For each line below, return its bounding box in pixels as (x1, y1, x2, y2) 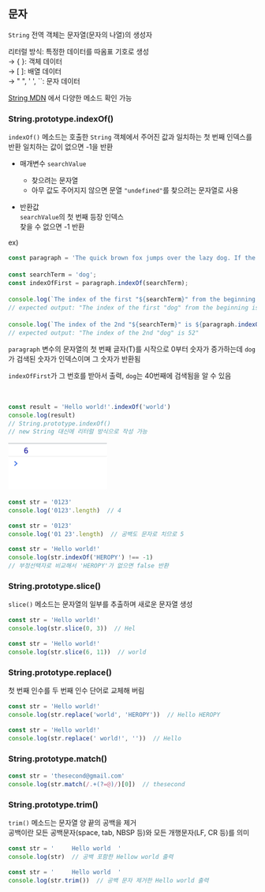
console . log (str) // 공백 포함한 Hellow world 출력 (8, 853, 174, 860)
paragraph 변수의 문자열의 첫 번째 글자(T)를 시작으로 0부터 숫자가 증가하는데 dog (8, 344, 256, 354)
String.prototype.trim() (8, 799, 99, 810)
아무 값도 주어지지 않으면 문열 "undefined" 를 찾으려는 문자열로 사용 (31, 186, 239, 195)
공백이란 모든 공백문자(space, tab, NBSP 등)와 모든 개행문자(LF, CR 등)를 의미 (8, 827, 250, 837)
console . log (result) (8, 411, 77, 419)
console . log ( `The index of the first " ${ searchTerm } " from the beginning (8, 295, 256, 304)
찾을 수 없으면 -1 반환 (19, 222, 85, 231)
